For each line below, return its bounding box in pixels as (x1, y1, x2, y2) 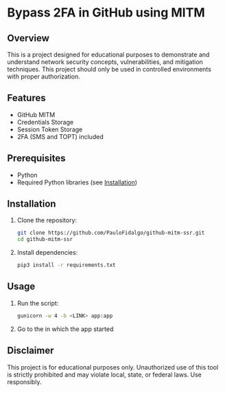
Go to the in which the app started (16, 325, 114, 333)
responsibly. (7, 377, 42, 386)
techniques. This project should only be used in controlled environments (7, 65, 211, 73)
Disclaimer (7, 345, 54, 357)
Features (7, 92, 46, 104)
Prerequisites (7, 153, 66, 164)
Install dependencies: (16, 248, 78, 257)
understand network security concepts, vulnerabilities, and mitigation (7, 58, 204, 66)
